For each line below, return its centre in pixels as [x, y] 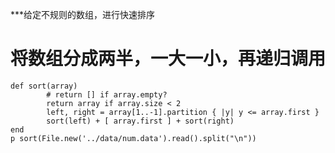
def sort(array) [44, 86]
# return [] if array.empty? [107, 94]
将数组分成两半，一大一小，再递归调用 [168, 59]
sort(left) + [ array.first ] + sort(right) [140, 121]
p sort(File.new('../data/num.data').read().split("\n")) [133, 138]
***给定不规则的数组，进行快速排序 [83, 14]
